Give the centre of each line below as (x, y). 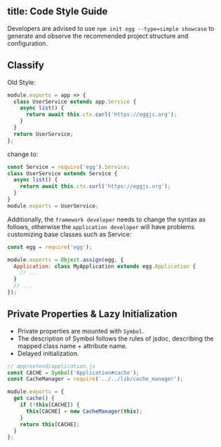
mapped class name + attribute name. (72, 345)
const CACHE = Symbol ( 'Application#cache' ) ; (73, 373)
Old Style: (21, 82)
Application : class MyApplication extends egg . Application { (105, 266)
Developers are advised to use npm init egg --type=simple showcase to (111, 28)
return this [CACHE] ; (50, 424)
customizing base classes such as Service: (69, 234)
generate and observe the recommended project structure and (98, 36)
